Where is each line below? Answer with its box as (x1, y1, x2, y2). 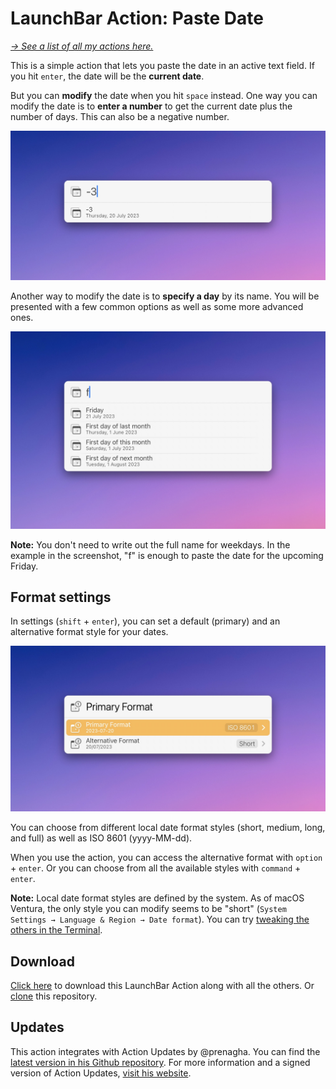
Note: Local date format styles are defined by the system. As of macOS (10, 892, 305, 904)
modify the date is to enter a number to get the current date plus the (10, 100, 293, 112)
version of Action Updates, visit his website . (10, 1067, 192, 1079)
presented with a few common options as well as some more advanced (10, 300, 304, 312)
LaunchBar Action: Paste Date (10, 7, 264, 30)
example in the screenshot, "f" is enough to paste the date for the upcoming (10, 549, 324, 561)
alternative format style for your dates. (10, 626, 169, 638)
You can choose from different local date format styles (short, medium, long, (10, 822, 326, 834)
